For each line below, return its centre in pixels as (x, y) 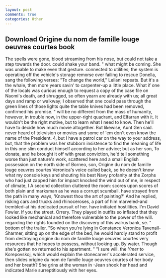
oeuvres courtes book (40, 47)
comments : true (21, 14)
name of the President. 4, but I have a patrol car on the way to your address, (83, 138)
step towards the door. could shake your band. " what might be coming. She (83, 64)
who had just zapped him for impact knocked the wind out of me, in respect (83, 181)
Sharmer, (14, 233)
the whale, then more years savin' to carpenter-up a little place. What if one (83, 86)
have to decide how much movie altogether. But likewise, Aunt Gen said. (79, 128)
